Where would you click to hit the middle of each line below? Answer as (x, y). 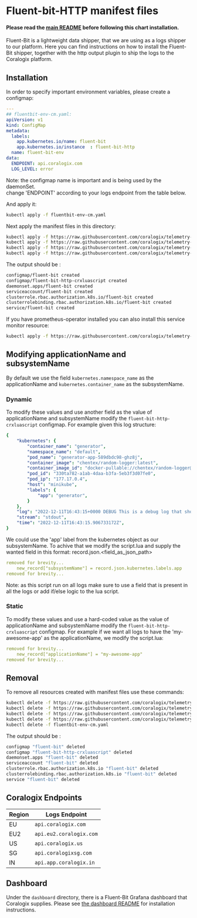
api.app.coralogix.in (65, 862)
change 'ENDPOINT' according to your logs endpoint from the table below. (96, 193)
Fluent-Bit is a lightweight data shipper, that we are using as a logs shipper (96, 41)
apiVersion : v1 (25, 120)
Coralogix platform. (29, 59)
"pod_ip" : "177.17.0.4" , (57, 479)
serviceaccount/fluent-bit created (50, 292)
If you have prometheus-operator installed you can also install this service (96, 319)
